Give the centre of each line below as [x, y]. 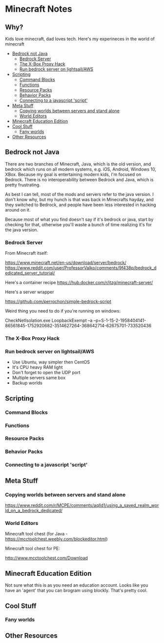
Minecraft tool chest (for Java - [36, 534]
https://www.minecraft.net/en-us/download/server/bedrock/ [66, 262]
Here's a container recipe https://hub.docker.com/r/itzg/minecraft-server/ [79, 283]
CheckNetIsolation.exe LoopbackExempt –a [49, 321]
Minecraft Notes [39, 9]
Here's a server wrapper [30, 292]
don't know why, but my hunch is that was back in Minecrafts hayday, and [79, 199]
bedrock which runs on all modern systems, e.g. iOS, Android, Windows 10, [81, 169]
